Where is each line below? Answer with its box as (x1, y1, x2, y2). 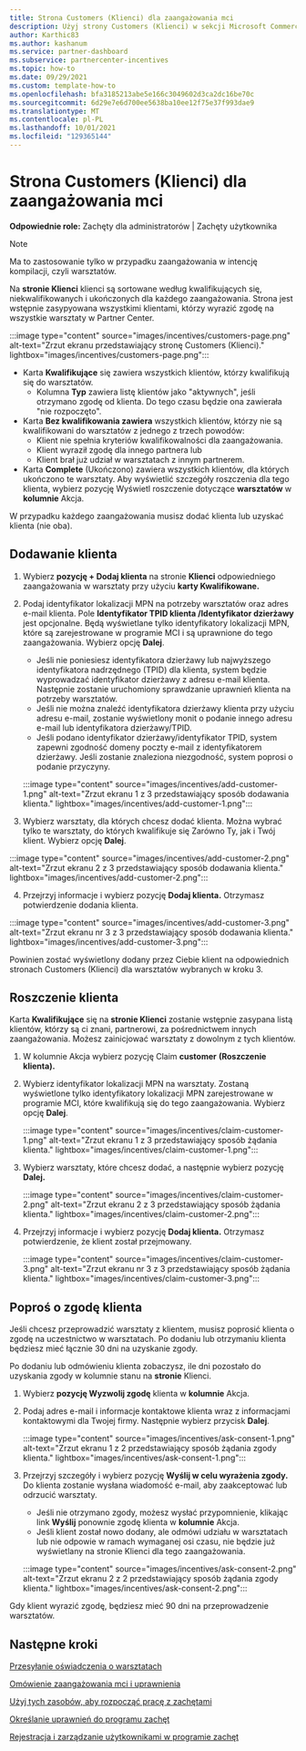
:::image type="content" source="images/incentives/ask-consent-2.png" (22, 1563, 297, 1574)
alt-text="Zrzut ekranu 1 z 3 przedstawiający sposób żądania (48, 1135, 278, 1146)
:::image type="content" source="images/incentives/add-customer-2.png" (9, 853, 290, 864)
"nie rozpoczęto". (36, 405, 102, 416)
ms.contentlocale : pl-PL (9, 115, 104, 124)
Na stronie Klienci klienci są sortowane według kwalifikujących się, (9, 283, 262, 294)
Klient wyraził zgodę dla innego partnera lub (36, 444, 202, 456)
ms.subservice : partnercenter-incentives (9, 56, 169, 65)
